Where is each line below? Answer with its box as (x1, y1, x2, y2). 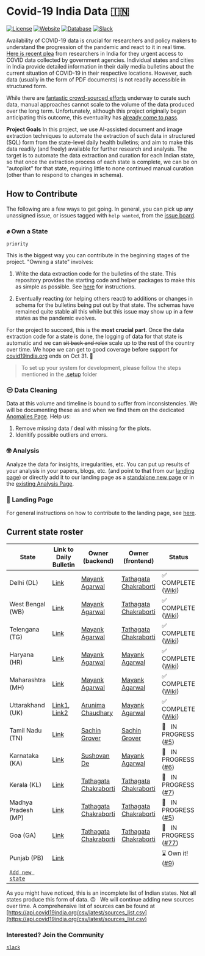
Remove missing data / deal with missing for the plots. (15, 424, 151, 432)
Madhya (9, 798, 33, 807)
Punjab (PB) (9, 854, 44, 862)
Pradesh (9, 805, 34, 814)
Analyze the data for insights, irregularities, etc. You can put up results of (6, 461, 190, 468)
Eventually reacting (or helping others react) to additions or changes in (15, 295, 193, 303)
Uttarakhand (9, 701, 45, 709)
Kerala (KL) (9, 780, 41, 789)
